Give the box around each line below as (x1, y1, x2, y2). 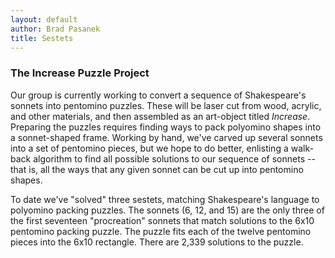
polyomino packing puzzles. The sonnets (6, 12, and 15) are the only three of (10, 204, 325, 216)
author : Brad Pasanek (10, 24, 101, 34)
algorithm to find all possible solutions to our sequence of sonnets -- (33, 152, 316, 165)
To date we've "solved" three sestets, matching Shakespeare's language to (10, 193, 320, 205)
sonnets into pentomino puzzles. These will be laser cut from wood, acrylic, (10, 99, 322, 111)
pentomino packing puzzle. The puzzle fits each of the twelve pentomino (10, 225, 312, 237)
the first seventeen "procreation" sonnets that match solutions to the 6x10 (10, 214, 315, 226)
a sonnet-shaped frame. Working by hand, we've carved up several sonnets (10, 131, 323, 143)
